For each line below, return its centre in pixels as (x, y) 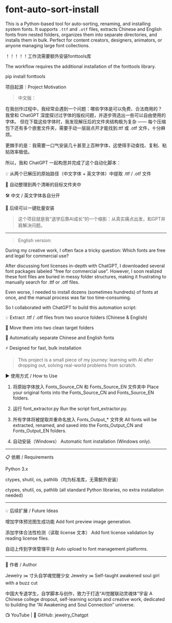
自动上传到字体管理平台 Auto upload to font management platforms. (77, 549)
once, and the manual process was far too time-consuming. (68, 297)
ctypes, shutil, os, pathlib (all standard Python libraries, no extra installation (84, 489)
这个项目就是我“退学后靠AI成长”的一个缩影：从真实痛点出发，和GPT (89, 219)
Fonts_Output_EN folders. (39, 430)
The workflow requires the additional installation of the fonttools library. (81, 66)
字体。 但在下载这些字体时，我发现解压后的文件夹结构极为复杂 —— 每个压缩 (86, 121)
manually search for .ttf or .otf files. (42, 282)
